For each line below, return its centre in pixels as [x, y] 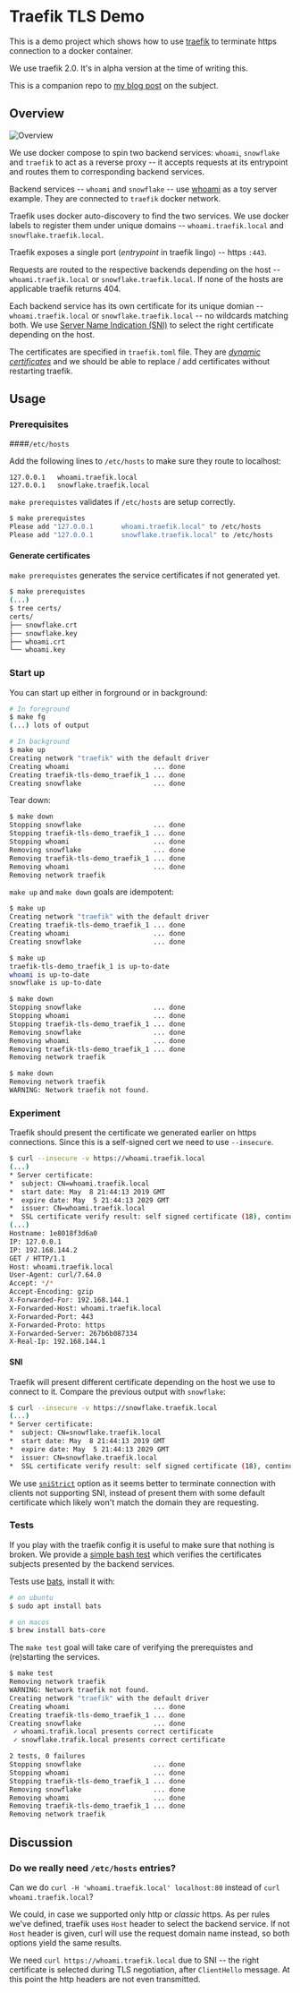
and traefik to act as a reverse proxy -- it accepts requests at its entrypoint [149, 162]
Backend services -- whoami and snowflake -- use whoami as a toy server [143, 189]
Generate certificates [50, 555]
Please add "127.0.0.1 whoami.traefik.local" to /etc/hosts [135, 527]
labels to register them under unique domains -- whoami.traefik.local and [146, 225]
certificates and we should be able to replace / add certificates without [140, 361]
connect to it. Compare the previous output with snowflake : [117, 1391]
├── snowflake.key [43, 633]
